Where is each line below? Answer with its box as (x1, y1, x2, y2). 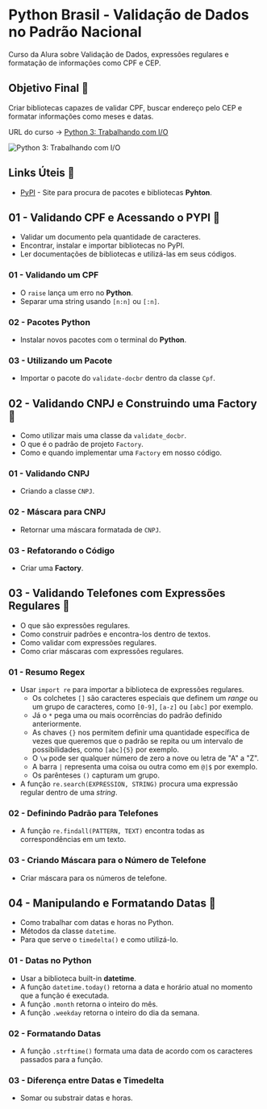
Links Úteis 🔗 (8, 166, 75, 180)
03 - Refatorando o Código (8, 544, 115, 556)
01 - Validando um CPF (8, 269, 99, 281)
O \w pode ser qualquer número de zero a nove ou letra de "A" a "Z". (31, 753, 260, 763)
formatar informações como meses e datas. (8, 111, 154, 121)
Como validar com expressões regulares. (19, 637, 157, 647)
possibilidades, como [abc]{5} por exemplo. (31, 744, 180, 755)
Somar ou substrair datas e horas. (19, 1093, 133, 1103)
